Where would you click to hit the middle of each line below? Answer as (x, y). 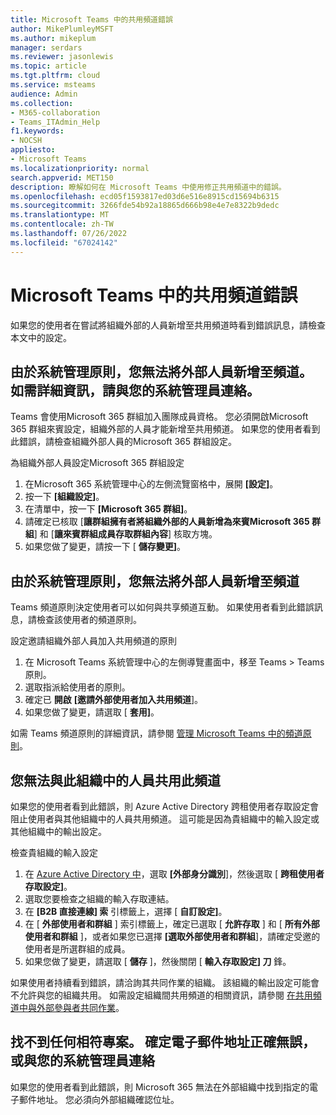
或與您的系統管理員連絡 (82, 1061)
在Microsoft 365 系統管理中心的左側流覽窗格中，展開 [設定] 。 (151, 484)
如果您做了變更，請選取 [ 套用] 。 (92, 712)
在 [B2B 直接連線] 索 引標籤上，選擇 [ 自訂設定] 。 (126, 911)
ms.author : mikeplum (53, 38)
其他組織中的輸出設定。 (58, 831)
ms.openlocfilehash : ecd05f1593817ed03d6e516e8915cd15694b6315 (145, 196)
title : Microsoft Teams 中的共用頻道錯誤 (91, 19)
